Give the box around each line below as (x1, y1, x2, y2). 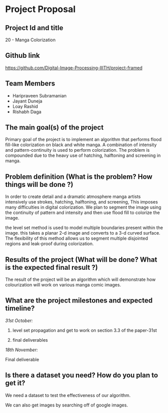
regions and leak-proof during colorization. (5, 241, 94, 247)
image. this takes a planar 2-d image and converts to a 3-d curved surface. (5, 230, 160, 236)
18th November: (5, 347, 38, 353)
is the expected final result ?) (5, 263, 98, 272)
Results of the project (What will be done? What (5, 255, 157, 264)
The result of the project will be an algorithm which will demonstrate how (5, 276, 156, 282)
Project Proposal (5, 4, 76, 15)
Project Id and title (5, 24, 64, 32)
